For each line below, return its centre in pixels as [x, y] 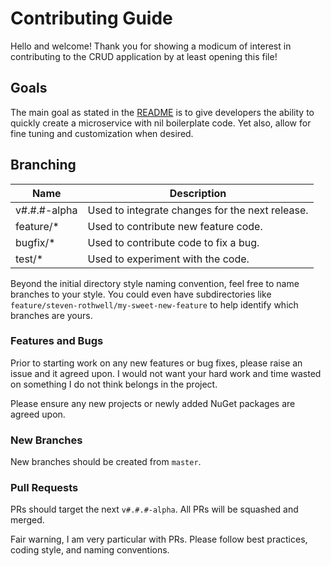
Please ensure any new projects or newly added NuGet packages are [153, 403]
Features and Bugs [57, 341]
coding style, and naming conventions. [90, 550]
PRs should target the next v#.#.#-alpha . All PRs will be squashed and [154, 509]
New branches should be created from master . [106, 462]
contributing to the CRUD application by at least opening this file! [144, 56]
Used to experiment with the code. [168, 259]
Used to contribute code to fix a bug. [173, 242]
